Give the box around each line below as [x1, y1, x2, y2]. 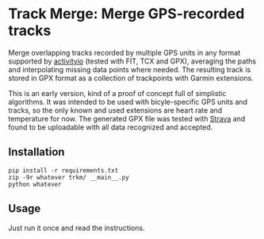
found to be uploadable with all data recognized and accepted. [8, 122, 213, 132]
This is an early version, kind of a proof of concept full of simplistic [8, 88, 227, 98]
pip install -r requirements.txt [8, 166, 119, 175]
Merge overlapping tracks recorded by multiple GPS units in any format [8, 48, 241, 57]
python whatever [8, 180, 62, 188]
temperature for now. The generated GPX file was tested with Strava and [8, 114, 246, 123]
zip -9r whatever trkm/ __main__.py [8, 173, 129, 181]
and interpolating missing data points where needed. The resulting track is [8, 64, 251, 74]
